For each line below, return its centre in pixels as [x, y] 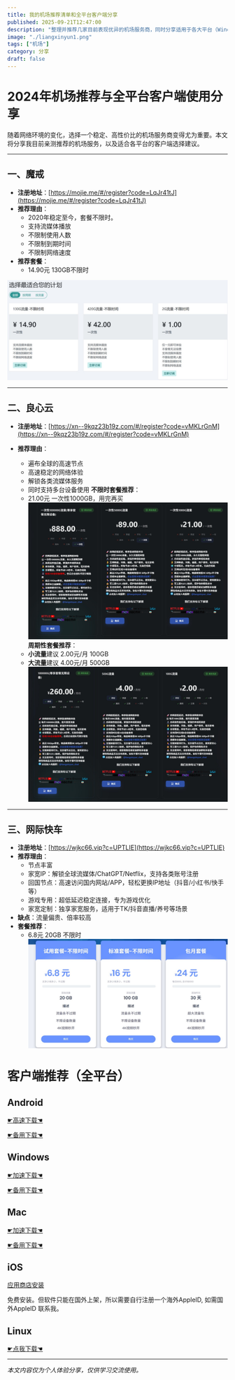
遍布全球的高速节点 [56, 463]
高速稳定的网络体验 [56, 472]
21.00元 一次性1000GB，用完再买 [76, 498]
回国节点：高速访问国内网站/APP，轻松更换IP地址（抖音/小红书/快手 [126, 883]
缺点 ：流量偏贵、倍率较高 [54, 918]
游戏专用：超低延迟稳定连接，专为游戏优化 [89, 900]
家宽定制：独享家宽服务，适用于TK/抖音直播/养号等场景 [108, 909]
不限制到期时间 [49, 243]
